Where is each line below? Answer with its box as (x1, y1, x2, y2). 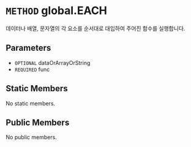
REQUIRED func (14, 66, 50, 73)
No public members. (6, 134, 58, 141)
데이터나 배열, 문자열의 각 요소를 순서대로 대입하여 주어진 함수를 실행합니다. (6, 24, 185, 32)
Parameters (6, 43, 51, 53)
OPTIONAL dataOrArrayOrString (14, 59, 91, 66)
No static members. (6, 99, 56, 107)
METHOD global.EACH (6, 4, 108, 18)
